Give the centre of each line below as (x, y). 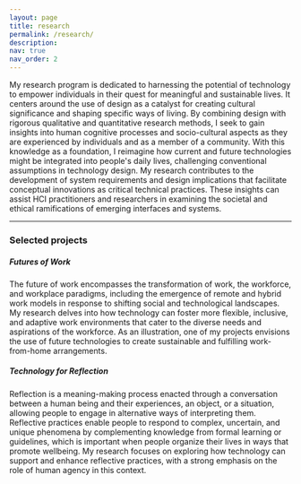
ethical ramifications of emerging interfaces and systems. (116, 208)
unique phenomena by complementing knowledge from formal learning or (146, 432)
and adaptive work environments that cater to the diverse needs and (136, 322)
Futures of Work (40, 262)
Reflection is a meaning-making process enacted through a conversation (144, 393)
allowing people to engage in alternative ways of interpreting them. (133, 412)
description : (34, 43)
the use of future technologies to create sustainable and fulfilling (129, 341)
